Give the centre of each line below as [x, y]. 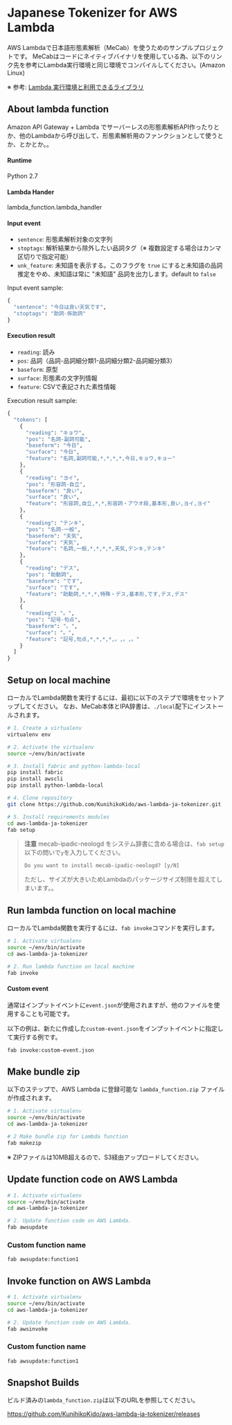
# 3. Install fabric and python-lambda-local [74, 766]
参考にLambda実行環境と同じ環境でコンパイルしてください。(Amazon [125, 65]
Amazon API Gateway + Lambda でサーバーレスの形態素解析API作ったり [110, 127]
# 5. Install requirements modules [59, 817]
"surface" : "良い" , [52, 497]
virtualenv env [29, 734]
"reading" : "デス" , [52, 568]
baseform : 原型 [38, 370]
